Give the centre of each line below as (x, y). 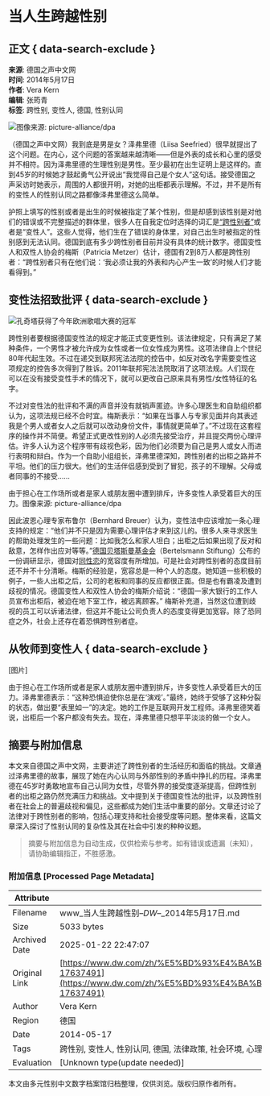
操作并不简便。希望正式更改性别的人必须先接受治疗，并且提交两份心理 (138, 435)
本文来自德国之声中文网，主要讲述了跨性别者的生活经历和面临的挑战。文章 (131, 766)
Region (26, 1020)
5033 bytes (82, 926)
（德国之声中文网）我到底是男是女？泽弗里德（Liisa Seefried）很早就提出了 (133, 144)
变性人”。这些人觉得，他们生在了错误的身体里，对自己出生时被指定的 (140, 232)
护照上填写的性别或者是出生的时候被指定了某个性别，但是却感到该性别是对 (131, 212)
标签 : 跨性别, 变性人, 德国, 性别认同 (65, 110)
